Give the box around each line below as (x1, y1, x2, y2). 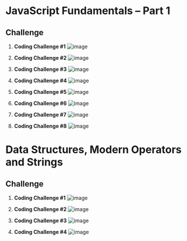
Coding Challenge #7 (13, 111, 67, 118)
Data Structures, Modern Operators (5, 143, 182, 157)
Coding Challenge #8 (13, 123, 67, 130)
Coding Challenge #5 (13, 89, 67, 95)
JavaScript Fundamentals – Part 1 (5, 4, 171, 18)
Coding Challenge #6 (13, 100, 67, 107)
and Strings (5, 155, 63, 169)
